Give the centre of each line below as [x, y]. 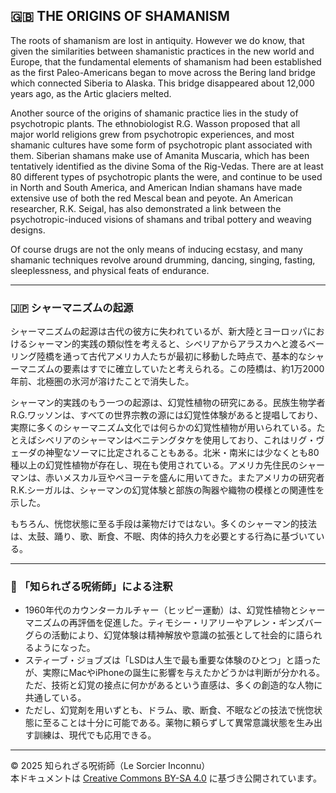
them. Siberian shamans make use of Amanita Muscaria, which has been [160, 155]
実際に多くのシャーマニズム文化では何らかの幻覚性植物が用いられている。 [163, 428]
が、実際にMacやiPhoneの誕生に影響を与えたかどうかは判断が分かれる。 [174, 673]
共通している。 [55, 698]
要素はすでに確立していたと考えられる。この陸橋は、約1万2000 [193, 369]
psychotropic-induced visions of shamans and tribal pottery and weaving [161, 219]
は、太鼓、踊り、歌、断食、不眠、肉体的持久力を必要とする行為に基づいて [163, 536]
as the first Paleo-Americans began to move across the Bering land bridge [163, 72]
